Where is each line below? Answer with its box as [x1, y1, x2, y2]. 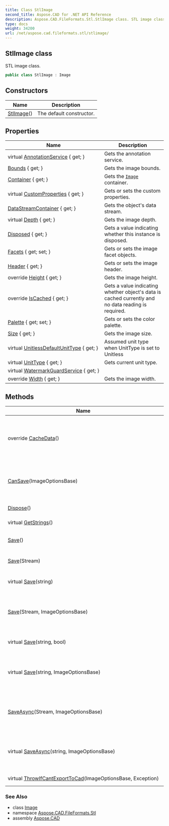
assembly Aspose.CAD [12, 815, 60, 821]
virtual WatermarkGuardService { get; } [8, 367, 100, 374]
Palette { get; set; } [8, 319, 51, 326]
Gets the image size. [104, 330, 152, 337]
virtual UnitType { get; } [8, 359, 62, 366]
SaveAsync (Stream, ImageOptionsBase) [8, 708, 103, 715]
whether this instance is [104, 231, 161, 238]
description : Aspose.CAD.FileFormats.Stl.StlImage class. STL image [5, 17, 152, 22]
